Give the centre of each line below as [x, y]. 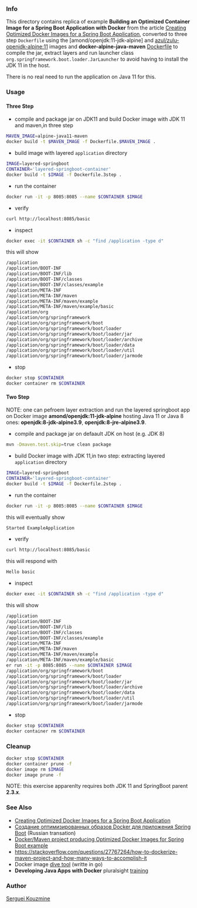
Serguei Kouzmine [28, 899]
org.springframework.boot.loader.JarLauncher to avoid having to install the [97, 59]
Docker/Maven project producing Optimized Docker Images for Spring [99, 839]
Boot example [31, 845]
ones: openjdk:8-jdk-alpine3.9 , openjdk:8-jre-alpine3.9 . [76, 422]
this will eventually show [35, 517]
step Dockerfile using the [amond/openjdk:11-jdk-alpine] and [80, 41]
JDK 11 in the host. [28, 65]
